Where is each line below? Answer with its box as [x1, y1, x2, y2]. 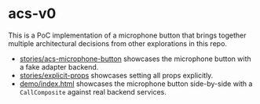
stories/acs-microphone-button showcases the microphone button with [19, 54, 251, 63]
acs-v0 [8, 5, 57, 23]
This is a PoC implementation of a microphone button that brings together [8, 30, 247, 40]
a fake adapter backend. [19, 62, 99, 71]
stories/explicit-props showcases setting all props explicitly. [19, 70, 214, 80]
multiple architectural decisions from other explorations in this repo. [8, 38, 228, 48]
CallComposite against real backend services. [19, 87, 167, 96]
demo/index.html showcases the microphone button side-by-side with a [19, 79, 253, 88]
